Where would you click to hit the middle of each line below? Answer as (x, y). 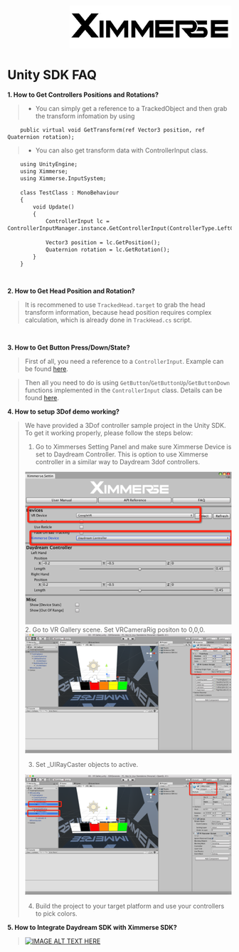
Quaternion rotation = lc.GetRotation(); (108, 250)
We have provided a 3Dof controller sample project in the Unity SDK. (125, 425)
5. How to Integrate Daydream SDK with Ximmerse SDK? (92, 927)
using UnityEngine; (49, 164)
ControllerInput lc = (78, 221)
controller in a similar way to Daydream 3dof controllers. (118, 461)
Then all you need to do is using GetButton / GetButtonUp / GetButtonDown (127, 382)
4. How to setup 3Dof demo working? (63, 412)
